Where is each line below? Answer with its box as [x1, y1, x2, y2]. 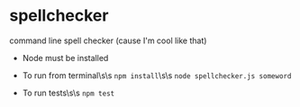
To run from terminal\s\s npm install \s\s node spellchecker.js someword [22, 69, 292, 81]
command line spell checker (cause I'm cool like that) [9, 35, 207, 46]
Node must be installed [22, 52, 109, 63]
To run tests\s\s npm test [22, 87, 115, 98]
